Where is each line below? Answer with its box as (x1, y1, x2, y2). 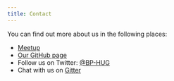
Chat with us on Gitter (17, 66, 81, 74)
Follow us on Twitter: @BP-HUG (17, 58, 111, 67)
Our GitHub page (17, 51, 67, 59)
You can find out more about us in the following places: (7, 30, 168, 38)
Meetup (17, 43, 41, 51)
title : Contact (7, 10, 52, 18)
